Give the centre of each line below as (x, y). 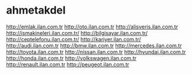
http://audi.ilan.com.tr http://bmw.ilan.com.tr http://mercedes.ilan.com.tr (94, 46)
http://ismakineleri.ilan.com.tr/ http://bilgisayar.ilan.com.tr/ (77, 33)
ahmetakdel (36, 10)
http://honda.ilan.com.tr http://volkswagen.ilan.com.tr (71, 58)
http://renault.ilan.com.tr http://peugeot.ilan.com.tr (68, 64)
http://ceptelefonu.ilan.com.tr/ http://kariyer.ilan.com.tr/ (73, 39)
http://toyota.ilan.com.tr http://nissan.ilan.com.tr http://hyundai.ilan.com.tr (96, 52)
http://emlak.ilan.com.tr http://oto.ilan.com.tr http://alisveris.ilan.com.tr (92, 27)
